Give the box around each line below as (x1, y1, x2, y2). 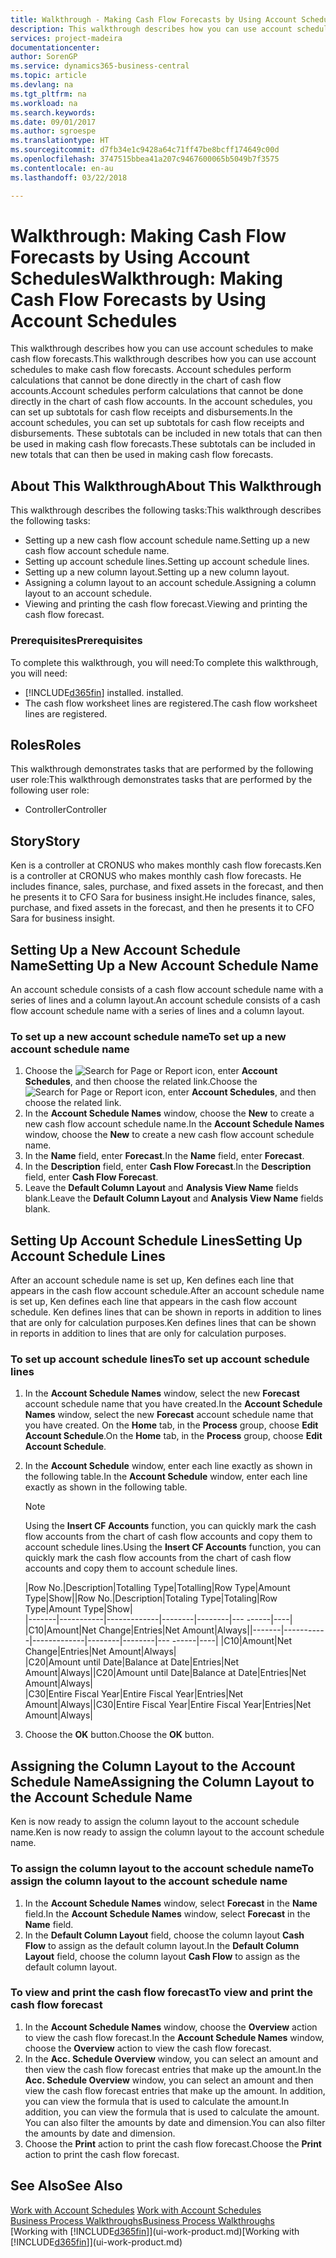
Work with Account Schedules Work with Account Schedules (10, 2204, 262, 2216)
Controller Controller (24, 804, 108, 816)
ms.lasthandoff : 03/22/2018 (10, 172, 128, 183)
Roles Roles (10, 736, 82, 753)
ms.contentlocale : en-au (10, 163, 114, 173)
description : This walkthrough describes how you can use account (10, 24, 293, 34)
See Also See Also (10, 2177, 123, 2195)
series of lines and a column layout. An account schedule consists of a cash (10, 994, 321, 1006)
